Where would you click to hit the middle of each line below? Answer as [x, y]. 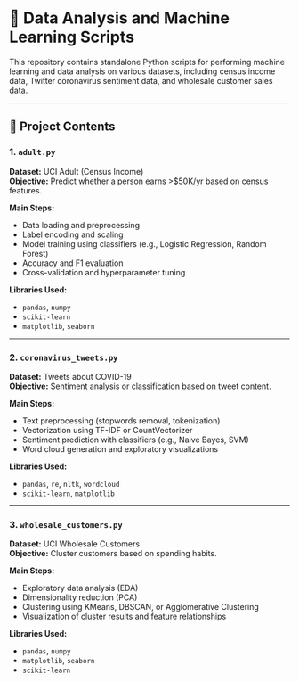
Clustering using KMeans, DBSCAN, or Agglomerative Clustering [141, 607]
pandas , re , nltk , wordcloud [71, 483]
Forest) [35, 253]
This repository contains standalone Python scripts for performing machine [147, 62]
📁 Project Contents [62, 127]
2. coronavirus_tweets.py [64, 357]
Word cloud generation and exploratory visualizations [120, 448]
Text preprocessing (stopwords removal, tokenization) [121, 420]
